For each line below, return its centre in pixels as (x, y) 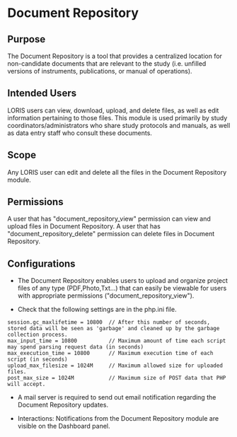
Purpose (27, 39)
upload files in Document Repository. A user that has (84, 226)
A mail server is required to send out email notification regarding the (117, 397)
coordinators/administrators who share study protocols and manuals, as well (119, 125)
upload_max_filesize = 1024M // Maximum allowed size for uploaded (115, 366)
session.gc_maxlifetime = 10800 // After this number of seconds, (109, 322)
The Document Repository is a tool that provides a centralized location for (115, 56)
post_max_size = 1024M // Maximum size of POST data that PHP (117, 378)
